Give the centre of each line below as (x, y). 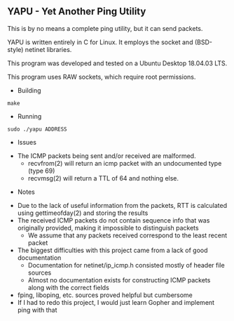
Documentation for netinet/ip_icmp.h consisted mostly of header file (126, 265)
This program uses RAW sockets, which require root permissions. (102, 77)
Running (29, 116)
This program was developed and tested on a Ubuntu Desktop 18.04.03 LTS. (117, 63)
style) (15, 49)
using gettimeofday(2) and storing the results (83, 213)
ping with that (37, 310)
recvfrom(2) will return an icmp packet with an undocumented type (125, 163)
